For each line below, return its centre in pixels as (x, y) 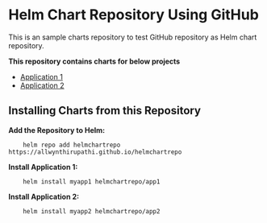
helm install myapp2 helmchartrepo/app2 (92, 211)
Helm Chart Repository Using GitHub (134, 15)
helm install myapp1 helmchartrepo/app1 (92, 182)
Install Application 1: (43, 167)
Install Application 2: (44, 196)
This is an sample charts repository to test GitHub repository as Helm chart (133, 37)
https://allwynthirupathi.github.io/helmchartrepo (95, 152)
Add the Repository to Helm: (57, 130)
